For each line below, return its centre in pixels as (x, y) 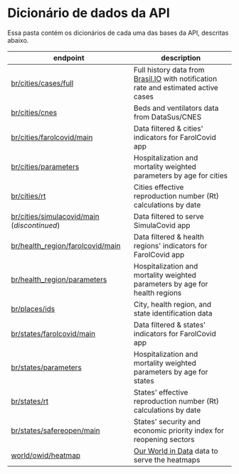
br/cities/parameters (45, 166)
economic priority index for (179, 430)
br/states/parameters (46, 367)
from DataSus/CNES (168, 117)
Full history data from (169, 70)
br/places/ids (33, 308)
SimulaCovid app (162, 225)
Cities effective (159, 187)
